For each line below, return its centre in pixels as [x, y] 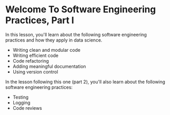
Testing [21, 97]
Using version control [35, 72]
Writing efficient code [36, 55]
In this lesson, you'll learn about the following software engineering [76, 34]
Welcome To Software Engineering [81, 9]
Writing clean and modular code [47, 50]
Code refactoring [31, 61]
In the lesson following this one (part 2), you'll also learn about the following [85, 82]
